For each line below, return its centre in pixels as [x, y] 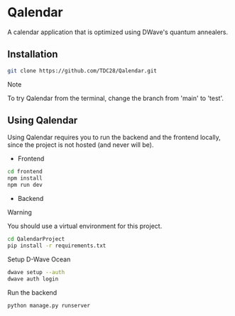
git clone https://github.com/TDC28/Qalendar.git [82, 71]
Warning [20, 212]
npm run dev [25, 185]
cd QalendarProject [36, 239]
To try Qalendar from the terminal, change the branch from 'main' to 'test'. [116, 98]
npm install [25, 178]
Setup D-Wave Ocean [39, 259]
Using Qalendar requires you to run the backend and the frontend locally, [114, 137]
